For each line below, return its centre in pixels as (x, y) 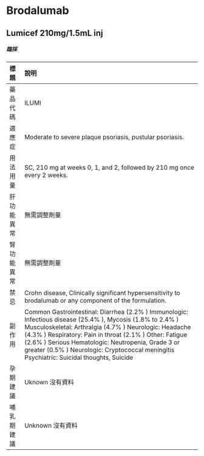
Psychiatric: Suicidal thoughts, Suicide (79, 358)
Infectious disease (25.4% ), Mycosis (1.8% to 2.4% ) (101, 319)
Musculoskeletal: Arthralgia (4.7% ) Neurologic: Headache (107, 327)
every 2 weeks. (46, 175)
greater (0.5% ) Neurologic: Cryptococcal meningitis (99, 350)
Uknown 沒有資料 (49, 382)
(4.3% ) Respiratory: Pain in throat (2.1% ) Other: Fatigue (106, 334)
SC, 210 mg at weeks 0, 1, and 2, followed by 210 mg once (109, 167)
